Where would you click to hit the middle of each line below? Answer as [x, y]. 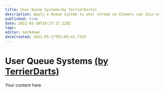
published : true [21, 19]
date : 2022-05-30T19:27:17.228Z [38, 23]
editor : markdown [23, 32]
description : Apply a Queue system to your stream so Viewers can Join [79, 14]
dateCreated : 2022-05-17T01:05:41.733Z [46, 37]
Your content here [23, 85]
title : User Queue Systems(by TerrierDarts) [51, 10]
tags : [10, 28]
